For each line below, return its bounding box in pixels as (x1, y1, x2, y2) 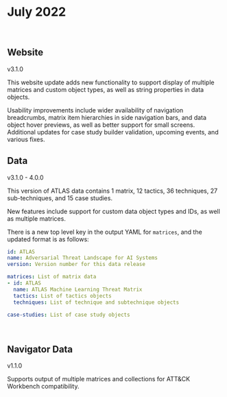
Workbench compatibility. (7, 382, 80, 391)
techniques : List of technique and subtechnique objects (13, 299, 180, 306)
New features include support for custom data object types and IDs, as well (7, 207, 221, 215)
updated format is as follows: (7, 234, 89, 243)
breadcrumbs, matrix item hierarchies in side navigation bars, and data (7, 113, 207, 121)
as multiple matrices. (7, 214, 67, 223)
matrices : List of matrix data (7, 274, 97, 280)
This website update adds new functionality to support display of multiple (7, 78, 215, 86)
